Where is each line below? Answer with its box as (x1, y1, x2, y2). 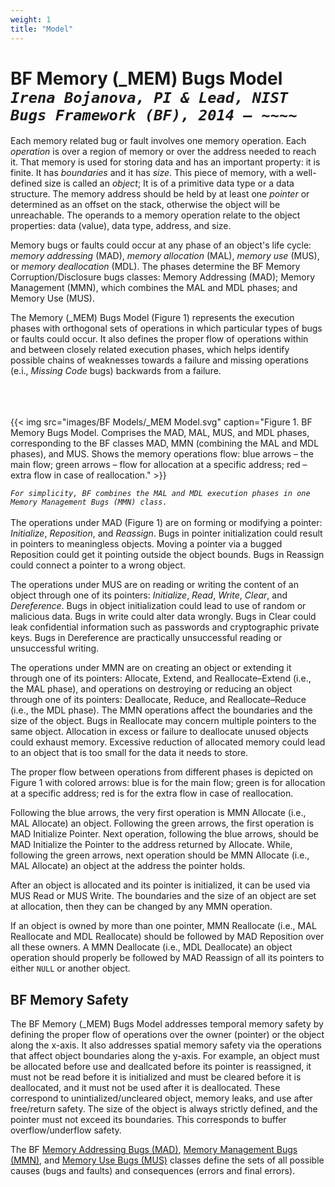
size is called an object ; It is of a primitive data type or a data (44, 177, 295, 190)
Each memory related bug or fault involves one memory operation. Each (10, 135, 307, 147)
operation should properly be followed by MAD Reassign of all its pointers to (10, 952, 325, 964)
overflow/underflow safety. (10, 1124, 122, 1136)
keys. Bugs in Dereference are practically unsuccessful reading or (10, 632, 283, 644)
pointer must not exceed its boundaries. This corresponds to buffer (10, 1114, 287, 1126)
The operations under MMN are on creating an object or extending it (10, 662, 292, 674)
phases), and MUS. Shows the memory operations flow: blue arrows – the (10, 448, 314, 460)
